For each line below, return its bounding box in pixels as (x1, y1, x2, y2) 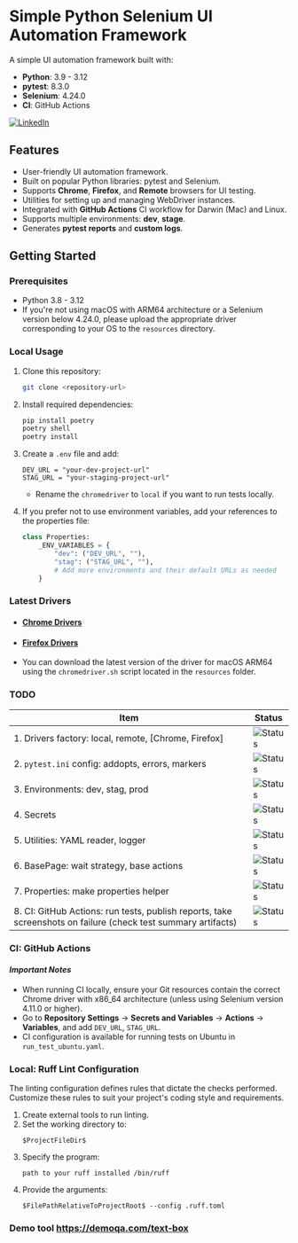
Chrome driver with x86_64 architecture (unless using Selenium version (21, 993, 284, 1004)
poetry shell (21, 424, 71, 434)
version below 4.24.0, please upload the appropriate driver (21, 314, 237, 324)
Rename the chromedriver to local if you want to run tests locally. (35, 489, 275, 500)
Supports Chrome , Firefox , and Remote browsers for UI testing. (21, 184, 256, 196)
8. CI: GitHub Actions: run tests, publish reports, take (13, 904, 232, 917)
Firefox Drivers (21, 637, 79, 648)
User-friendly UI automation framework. (21, 166, 169, 176)
